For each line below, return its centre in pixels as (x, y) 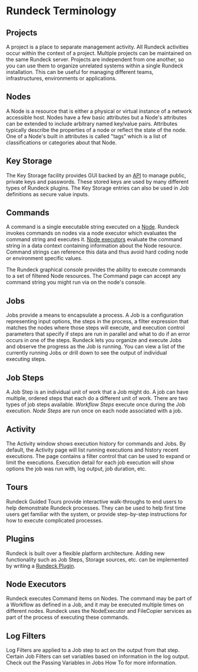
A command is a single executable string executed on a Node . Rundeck (93, 227)
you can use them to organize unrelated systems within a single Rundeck (95, 66)
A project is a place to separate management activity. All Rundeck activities (97, 47)
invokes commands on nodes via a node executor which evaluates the (91, 233)
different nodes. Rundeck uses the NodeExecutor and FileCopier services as (99, 611)
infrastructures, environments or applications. (62, 78)
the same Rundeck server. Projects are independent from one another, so (95, 59)
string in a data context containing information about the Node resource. (94, 246)
